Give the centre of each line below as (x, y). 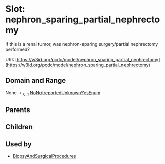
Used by (18, 144)
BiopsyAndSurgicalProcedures (44, 156)
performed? (18, 49)
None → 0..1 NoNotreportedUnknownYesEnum (53, 93)
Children (19, 127)
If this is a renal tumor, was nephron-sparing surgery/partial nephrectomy (82, 44)
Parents (18, 110)
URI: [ (11, 59)
